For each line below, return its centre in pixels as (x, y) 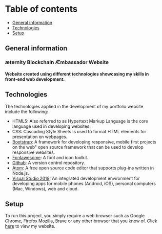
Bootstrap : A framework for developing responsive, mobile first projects (84, 142)
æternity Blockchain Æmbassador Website (57, 62)
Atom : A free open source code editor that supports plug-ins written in (83, 168)
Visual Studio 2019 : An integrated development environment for (76, 178)
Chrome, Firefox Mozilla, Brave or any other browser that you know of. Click (81, 221)
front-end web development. (35, 79)
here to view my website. (30, 226)
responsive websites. (33, 152)
